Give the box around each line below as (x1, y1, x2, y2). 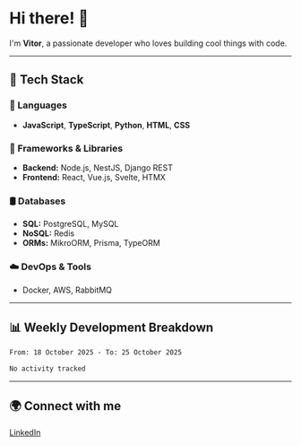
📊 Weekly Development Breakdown (9, 319, 214, 335)
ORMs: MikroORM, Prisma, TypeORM (21, 238, 161, 249)
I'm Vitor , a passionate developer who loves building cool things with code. (9, 38, 288, 48)
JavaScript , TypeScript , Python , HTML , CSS (21, 119, 191, 130)
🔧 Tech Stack (9, 72, 84, 88)
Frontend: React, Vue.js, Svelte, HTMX (21, 171, 166, 182)
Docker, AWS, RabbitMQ (21, 284, 113, 295)
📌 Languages (9, 99, 67, 111)
